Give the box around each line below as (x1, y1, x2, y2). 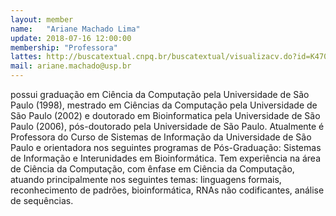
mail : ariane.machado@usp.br (10, 61, 132, 71)
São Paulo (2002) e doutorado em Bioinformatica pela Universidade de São (10, 110, 321, 121)
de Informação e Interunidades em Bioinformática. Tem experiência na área (10, 152, 322, 164)
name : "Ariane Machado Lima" (10, 24, 141, 34)
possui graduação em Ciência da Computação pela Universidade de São (10, 89, 310, 100)
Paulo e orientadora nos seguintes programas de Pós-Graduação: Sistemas (10, 142, 322, 153)
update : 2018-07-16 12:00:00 (10, 33, 132, 43)
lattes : (10, 52, 43, 62)
